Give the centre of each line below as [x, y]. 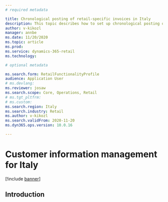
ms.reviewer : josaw [25, 88]
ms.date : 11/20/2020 [27, 37]
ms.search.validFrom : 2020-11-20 [40, 120]
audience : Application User [34, 79]
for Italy [22, 165]
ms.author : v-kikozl [27, 116]
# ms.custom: [19, 102]
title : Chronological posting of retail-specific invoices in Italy [78, 19]
